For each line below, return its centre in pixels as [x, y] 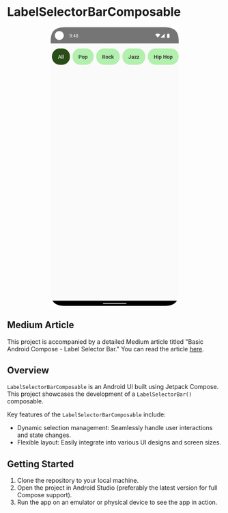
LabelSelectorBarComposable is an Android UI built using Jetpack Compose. [113, 387]
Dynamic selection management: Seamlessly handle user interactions [115, 428]
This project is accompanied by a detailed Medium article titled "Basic [105, 341]
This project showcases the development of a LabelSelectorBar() [100, 394]
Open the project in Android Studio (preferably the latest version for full [117, 488]
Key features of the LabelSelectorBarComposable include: [86, 414]
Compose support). [44, 495]
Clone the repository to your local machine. [77, 481]
